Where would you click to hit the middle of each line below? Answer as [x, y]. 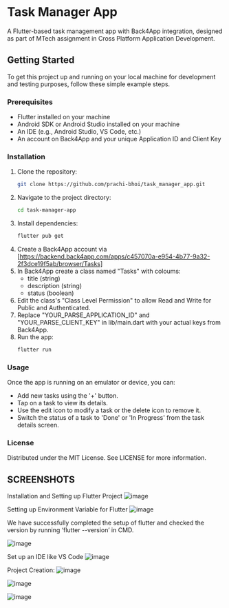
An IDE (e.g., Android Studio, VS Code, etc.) [79, 132]
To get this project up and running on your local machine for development [111, 77]
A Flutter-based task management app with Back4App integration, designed [115, 31]
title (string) [44, 278]
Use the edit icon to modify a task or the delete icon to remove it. [109, 410]
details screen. [38, 425]
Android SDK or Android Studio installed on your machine [98, 124]
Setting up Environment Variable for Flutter [68, 509]
